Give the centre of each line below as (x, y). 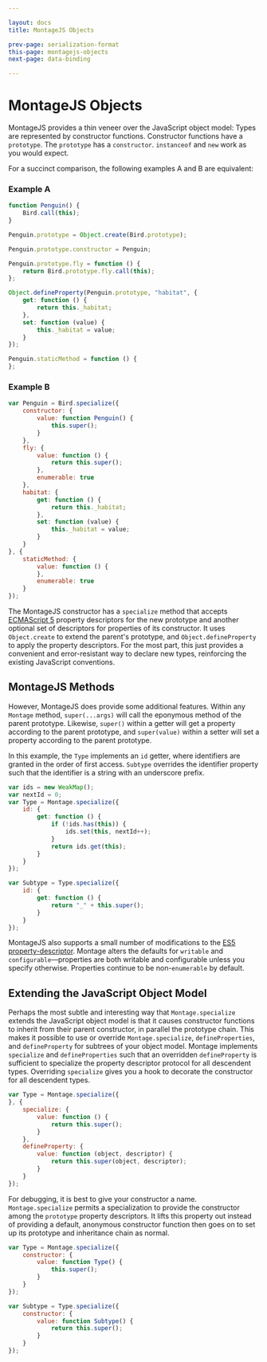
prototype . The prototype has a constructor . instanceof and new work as (128, 145)
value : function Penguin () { (85, 418)
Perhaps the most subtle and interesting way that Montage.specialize (122, 1012)
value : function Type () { (80, 1262)
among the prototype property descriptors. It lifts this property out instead (130, 1215)
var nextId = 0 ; (35, 795)
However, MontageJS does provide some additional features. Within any (127, 706)
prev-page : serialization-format (64, 45)
